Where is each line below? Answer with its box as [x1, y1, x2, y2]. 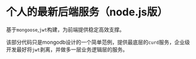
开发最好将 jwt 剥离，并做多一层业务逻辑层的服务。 [6, 45, 128, 53]
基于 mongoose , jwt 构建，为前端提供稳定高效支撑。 [6, 26, 125, 33]
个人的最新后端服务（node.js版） [6, 5, 168, 19]
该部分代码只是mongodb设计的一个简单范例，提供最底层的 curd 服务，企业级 [6, 38, 190, 45]
